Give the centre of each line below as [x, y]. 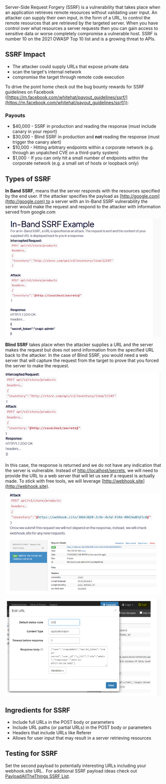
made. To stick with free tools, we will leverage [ [55, 481]
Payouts [15, 115]
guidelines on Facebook [30, 92]
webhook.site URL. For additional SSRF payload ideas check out [71, 771]
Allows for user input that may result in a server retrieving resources [82, 738]
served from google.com [30, 212]
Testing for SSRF [31, 753]
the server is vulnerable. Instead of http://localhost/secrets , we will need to [82, 470]
